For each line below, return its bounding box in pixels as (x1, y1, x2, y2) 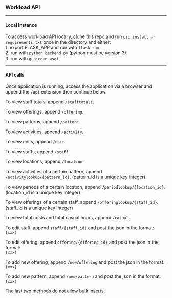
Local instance (5, 22, 37, 28)
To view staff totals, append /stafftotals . (5, 99, 94, 105)
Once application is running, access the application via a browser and (5, 83, 153, 89)
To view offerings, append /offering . (5, 108, 84, 115)
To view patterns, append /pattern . (5, 118, 80, 124)
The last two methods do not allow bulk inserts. (5, 288, 105, 294)
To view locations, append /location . (5, 158, 84, 164)
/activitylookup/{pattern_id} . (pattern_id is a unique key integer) (5, 174, 146, 180)
